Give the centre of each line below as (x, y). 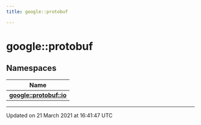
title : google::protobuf (37, 12)
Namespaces (31, 68)
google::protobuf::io (38, 95)
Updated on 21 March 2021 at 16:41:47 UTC (60, 115)
